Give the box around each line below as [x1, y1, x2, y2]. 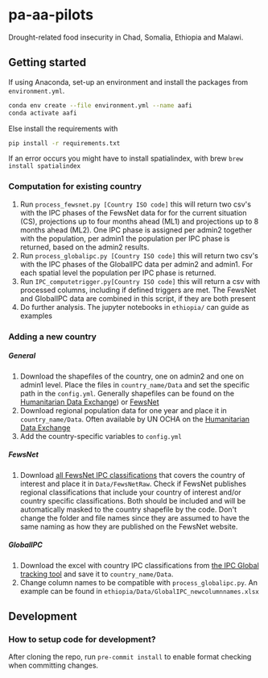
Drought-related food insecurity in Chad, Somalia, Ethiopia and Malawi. [8, 32, 244, 42]
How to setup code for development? [8, 634, 156, 645]
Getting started [8, 56, 87, 69]
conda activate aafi [8, 109, 78, 117]
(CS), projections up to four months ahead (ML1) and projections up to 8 [19, 216, 259, 226]
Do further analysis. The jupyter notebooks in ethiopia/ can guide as [19, 302, 249, 312]
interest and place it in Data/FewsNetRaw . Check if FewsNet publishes [19, 479, 247, 488]
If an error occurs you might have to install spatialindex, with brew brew [8, 153, 244, 163]
